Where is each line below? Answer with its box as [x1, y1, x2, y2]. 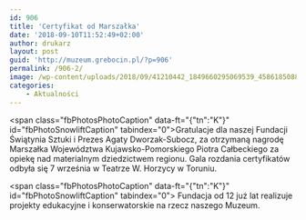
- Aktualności [25, 89, 79, 98]
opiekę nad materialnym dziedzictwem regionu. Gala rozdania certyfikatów [9, 153, 291, 164]
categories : [9, 81, 55, 90]
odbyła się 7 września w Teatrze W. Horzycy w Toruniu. [9, 163, 217, 174]
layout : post [9, 47, 59, 56]
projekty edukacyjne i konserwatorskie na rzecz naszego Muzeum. [9, 199, 260, 210]
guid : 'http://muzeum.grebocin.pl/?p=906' [9, 55, 173, 65]
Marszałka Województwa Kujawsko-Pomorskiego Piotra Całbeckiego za [9, 143, 280, 155]
